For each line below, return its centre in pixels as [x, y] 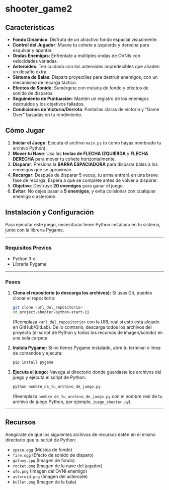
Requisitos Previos [28, 248]
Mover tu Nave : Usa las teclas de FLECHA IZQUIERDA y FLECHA [80, 153]
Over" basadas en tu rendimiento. [48, 115]
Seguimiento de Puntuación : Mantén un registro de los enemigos [81, 99]
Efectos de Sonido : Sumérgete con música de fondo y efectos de [80, 88]
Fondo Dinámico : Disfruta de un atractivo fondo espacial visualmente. [85, 39]
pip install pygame [33, 362]
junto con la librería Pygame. [35, 230]
